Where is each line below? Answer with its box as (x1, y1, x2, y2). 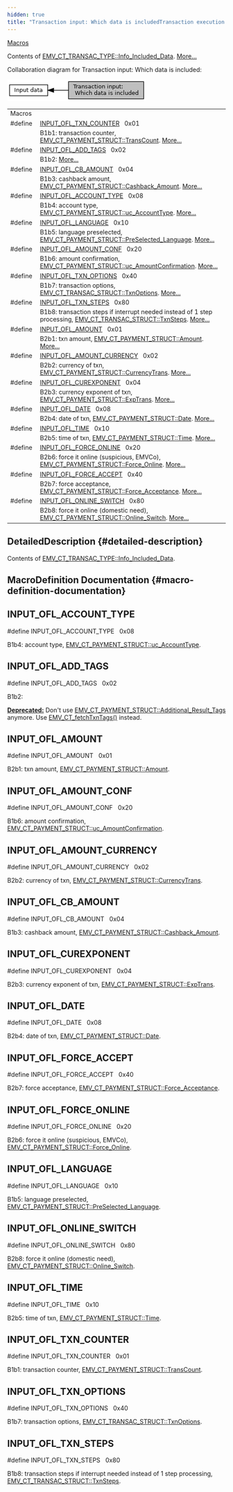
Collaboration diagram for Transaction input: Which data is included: (7, 65, 202, 73)
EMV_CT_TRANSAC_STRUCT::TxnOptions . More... (40, 288, 181, 297)
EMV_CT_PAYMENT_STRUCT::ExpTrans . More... (40, 395, 175, 404)
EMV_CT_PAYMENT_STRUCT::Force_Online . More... (40, 460, 186, 469)
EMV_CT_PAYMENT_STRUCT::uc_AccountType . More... (40, 209, 196, 217)
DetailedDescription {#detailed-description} (7, 536, 203, 548)
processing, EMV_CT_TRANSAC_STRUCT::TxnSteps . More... (40, 315, 210, 324)
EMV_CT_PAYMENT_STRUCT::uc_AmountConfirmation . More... (40, 262, 218, 270)
